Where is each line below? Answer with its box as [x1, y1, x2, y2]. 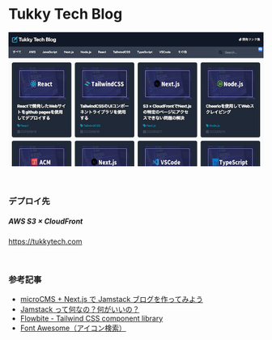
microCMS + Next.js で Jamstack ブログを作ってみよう [19, 294, 204, 304]
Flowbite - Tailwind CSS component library [19, 313, 164, 323]
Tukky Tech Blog [8, 5, 123, 23]
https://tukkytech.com [8, 236, 83, 247]
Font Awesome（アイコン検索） [19, 323, 127, 333]
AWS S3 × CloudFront [8, 216, 83, 227]
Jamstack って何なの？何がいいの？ [19, 304, 140, 314]
